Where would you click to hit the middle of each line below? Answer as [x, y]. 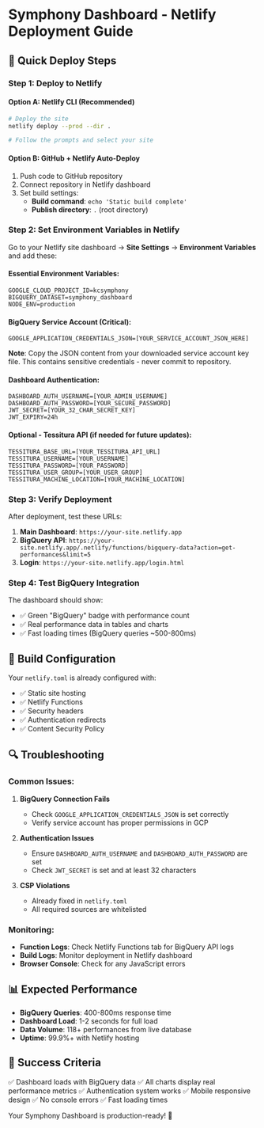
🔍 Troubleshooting [56, 755]
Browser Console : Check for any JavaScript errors [102, 964]
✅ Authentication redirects [63, 720]
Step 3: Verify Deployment [60, 499]
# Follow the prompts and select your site [81, 140]
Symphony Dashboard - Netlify [112, 15]
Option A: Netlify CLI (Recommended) [72, 102]
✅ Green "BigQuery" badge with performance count [104, 616]
